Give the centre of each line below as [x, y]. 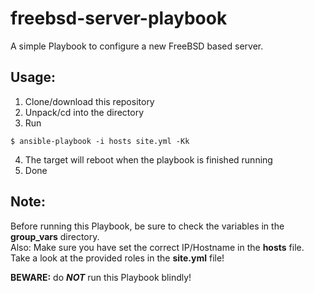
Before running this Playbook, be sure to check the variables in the [147, 226]
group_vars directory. [55, 236]
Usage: [33, 77]
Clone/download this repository [89, 101]
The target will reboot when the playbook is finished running [148, 159]
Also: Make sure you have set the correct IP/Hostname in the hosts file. [157, 247]
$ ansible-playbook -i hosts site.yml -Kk [100, 141]
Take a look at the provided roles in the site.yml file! [117, 258]
